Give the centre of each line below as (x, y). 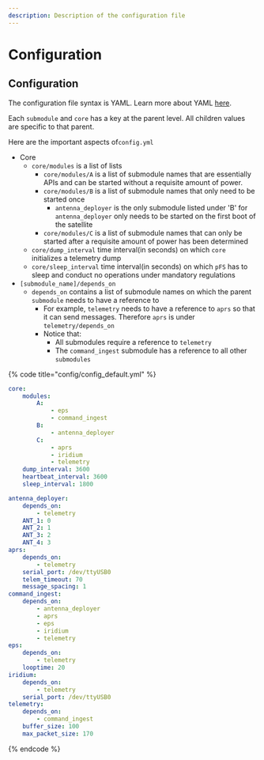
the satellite (74, 224)
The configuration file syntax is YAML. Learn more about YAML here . (120, 103)
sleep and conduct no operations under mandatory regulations (133, 274)
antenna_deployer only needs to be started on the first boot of (155, 216)
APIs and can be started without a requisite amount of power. (143, 182)
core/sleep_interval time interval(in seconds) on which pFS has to (140, 267)
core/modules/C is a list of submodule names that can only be (143, 233)
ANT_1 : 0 (37, 520)
